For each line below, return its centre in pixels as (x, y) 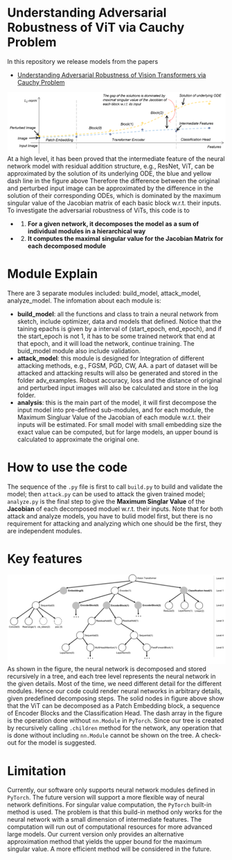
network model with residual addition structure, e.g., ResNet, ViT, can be (111, 166)
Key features (45, 558)
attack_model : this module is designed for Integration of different (110, 358)
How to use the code (68, 467)
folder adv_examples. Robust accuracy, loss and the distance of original (119, 380)
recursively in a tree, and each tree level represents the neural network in (111, 676)
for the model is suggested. (57, 743)
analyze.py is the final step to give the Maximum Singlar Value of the (106, 501)
